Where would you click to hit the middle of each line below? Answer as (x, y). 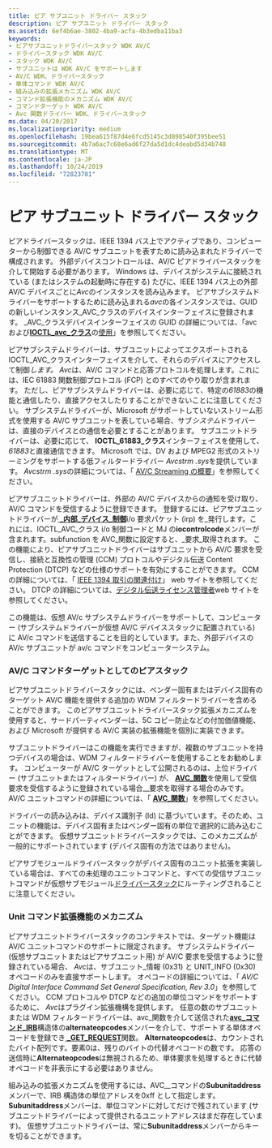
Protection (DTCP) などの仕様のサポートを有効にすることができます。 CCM (134, 570)
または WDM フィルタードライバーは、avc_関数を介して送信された (119, 1017)
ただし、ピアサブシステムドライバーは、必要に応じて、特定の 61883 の (140, 389)
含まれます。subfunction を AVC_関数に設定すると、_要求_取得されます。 (130, 539)
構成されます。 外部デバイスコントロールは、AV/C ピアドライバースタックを (135, 261)
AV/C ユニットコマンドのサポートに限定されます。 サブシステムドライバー (132, 946)
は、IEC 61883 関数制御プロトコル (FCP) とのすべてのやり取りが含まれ (126, 380)
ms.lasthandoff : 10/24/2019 (56, 167)
